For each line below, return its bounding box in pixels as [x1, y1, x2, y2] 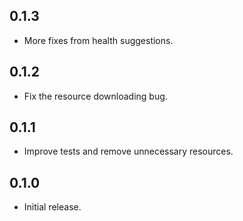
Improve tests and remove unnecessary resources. [23, 145, 234, 158]
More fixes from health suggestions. [23, 34, 174, 46]
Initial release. [23, 201, 82, 213]
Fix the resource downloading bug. [23, 90, 168, 102]
